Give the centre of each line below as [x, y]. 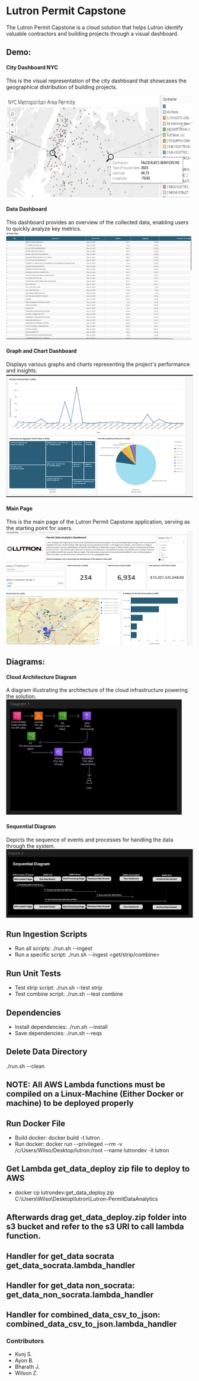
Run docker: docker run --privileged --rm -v [68, 1144]
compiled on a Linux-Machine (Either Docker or [95, 1094]
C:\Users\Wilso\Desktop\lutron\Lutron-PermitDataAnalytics [86, 1198]
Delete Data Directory [47, 1052]
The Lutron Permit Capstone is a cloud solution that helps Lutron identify [95, 27]
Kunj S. [23, 1354]
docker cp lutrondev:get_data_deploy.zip [64, 1192]
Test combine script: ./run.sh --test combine [69, 994]
